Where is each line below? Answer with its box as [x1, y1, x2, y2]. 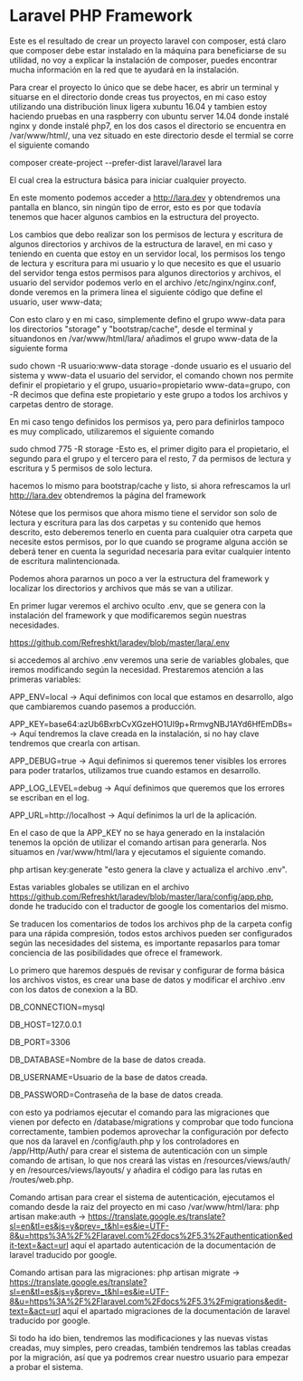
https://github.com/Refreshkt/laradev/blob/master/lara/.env [9, 637, 231, 647]
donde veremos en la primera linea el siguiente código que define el [9, 286, 263, 297]
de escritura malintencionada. [9, 555, 120, 566]
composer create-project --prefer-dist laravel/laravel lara [9, 157, 223, 168]
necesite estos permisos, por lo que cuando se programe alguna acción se [9, 536, 288, 547]
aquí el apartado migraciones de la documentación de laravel [62, 1305, 290, 1316]
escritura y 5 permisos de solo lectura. [9, 463, 154, 474]
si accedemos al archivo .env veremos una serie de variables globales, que [9, 654, 289, 666]
